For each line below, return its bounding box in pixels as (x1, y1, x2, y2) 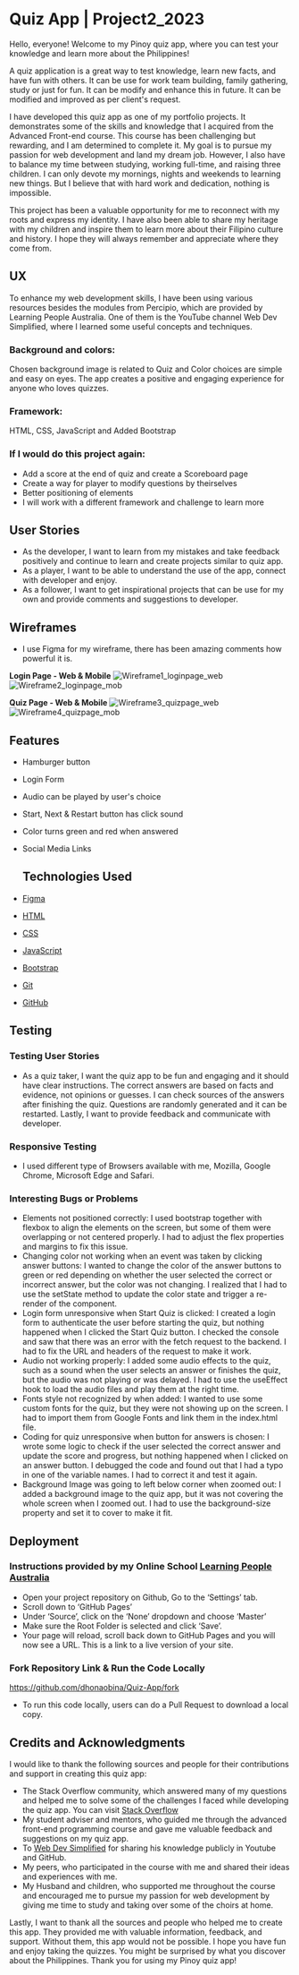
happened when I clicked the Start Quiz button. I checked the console (21, 1327, 279, 1338)
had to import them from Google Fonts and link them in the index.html (21, 1413, 278, 1424)
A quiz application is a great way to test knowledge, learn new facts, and (9, 65, 277, 76)
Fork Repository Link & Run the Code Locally (9, 1662, 205, 1674)
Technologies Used (21, 869, 132, 885)
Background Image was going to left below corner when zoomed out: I (21, 1479, 281, 1490)
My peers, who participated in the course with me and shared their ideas (21, 1861, 290, 1872)
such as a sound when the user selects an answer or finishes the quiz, (21, 1365, 281, 1376)
